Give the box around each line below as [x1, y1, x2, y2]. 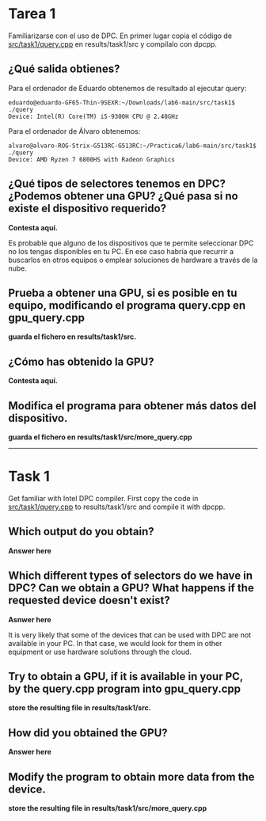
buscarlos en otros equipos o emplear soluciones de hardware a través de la [8, 255, 258, 264]
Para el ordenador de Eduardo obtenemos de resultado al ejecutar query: [8, 83, 247, 93]
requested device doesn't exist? [8, 594, 170, 607]
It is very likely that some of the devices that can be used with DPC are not [8, 630, 252, 640]
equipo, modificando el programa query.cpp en [8, 298, 246, 312]
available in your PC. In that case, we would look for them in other [8, 638, 222, 648]
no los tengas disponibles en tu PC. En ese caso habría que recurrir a [8, 246, 234, 256]
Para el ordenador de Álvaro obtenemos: [8, 126, 141, 135]
